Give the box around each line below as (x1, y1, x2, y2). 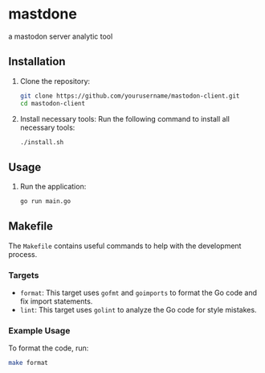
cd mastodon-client (19, 99, 86, 107)
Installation (8, 55, 66, 68)
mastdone (8, 5, 78, 23)
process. (8, 249, 38, 259)
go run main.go (19, 197, 71, 205)
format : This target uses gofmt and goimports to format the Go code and (19, 288, 258, 298)
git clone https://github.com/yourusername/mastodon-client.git (19, 92, 240, 100)
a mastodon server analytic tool (8, 31, 113, 41)
